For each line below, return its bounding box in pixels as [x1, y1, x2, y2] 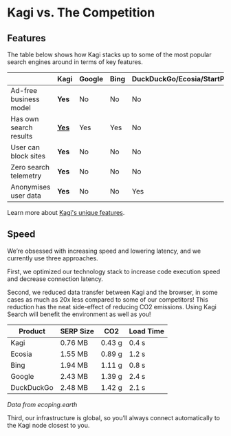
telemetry [10, 171, 42, 180]
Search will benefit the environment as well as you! [7, 310, 151, 318]
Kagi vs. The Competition [7, 5, 155, 21]
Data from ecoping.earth [7, 400, 78, 408]
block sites [10, 152, 46, 160]
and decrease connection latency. [7, 274, 103, 283]
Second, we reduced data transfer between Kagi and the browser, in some [7, 288, 218, 296]
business [10, 94, 40, 104]
